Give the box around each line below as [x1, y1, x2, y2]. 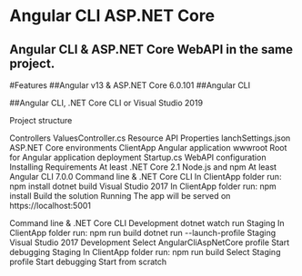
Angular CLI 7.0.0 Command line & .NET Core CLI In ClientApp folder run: [9, 172, 282, 182]
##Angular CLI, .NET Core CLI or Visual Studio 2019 [9, 97, 203, 108]
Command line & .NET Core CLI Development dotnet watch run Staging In [9, 218, 285, 228]
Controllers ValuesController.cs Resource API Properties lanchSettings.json [9, 133, 291, 143]
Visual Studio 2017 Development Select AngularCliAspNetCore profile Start [9, 237, 290, 248]
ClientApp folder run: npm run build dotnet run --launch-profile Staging [9, 228, 277, 238]
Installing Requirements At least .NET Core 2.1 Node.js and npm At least [9, 162, 277, 172]
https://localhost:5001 [9, 201, 92, 211]
